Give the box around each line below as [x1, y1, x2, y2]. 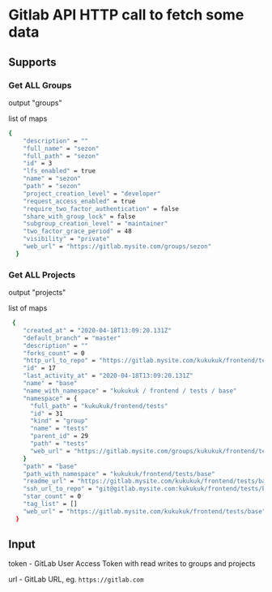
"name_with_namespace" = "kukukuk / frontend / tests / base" [23, 387, 237, 395]
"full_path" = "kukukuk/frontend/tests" [29, 401, 168, 410]
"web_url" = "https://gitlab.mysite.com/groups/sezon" [23, 242, 212, 251]
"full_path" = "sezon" [23, 152, 100, 160]
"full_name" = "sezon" [23, 144, 100, 152]
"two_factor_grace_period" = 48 [23, 227, 132, 236]
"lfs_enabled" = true [23, 167, 96, 175]
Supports [8, 55, 57, 69]
